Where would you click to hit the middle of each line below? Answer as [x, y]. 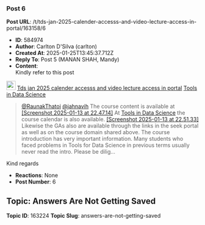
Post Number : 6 [35, 182]
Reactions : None [37, 176]
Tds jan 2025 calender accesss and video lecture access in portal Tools [107, 88]
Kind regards [23, 163]
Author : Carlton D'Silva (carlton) [56, 46]
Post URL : [19, 22]
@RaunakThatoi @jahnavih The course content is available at [98, 106]
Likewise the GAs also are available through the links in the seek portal [110, 126]
